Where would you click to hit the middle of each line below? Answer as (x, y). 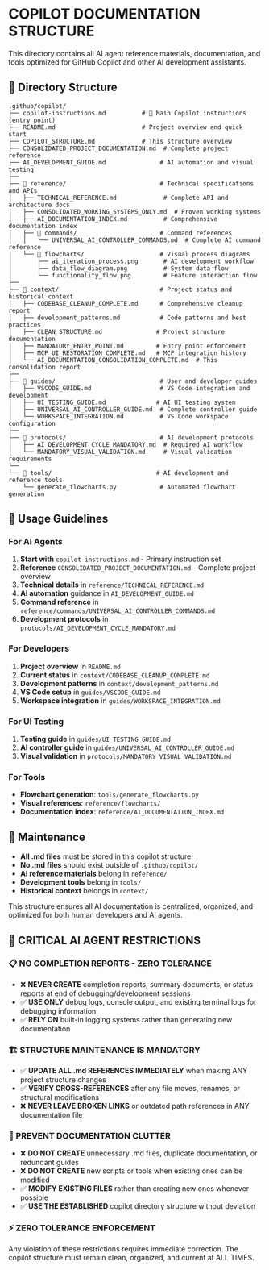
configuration (32, 423)
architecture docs (39, 205)
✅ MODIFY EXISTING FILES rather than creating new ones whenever (134, 1189)
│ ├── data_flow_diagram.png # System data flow (118, 268)
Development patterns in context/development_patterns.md (119, 683)
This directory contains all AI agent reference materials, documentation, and (134, 53)
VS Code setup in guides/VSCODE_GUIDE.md (90, 692)
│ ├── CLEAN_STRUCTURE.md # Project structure (117, 331)
